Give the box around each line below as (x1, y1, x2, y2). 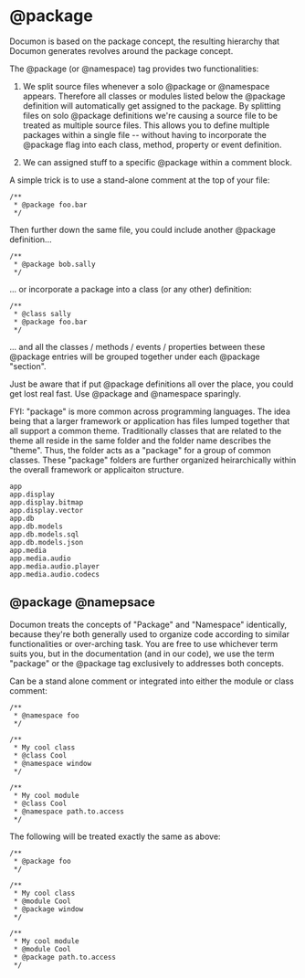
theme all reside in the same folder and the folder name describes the (9, 435, 271, 446)
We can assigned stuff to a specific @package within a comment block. (22, 156, 292, 167)
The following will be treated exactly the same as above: (9, 831, 221, 842)
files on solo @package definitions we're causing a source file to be (22, 110, 279, 121)
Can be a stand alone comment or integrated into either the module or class (9, 675, 294, 686)
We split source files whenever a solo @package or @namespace (22, 80, 270, 91)
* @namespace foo (13, 710, 79, 720)
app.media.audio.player (9, 561, 100, 571)
